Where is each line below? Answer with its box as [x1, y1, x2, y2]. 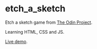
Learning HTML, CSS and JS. [5, 29, 65, 35]
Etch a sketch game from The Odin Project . [5, 19, 93, 25]
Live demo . [5, 38, 28, 45]
